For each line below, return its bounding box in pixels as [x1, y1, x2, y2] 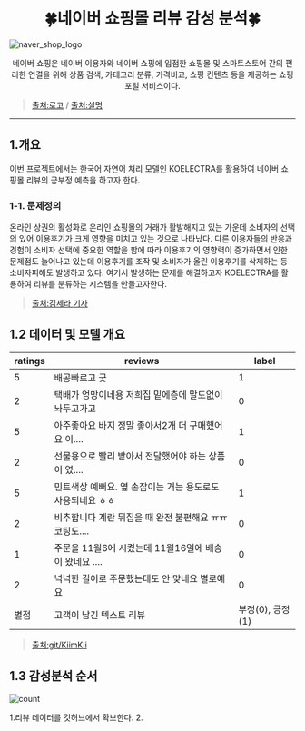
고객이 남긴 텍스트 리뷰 [54, 608, 145, 621]
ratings [14, 354, 45, 367]
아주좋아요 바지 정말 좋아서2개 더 [54, 419, 188, 431]
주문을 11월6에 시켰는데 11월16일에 [54, 541, 203, 554]
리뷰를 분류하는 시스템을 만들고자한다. [33, 279, 168, 290]
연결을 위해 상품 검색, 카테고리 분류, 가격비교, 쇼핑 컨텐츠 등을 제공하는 [28, 69, 277, 80]
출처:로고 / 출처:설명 [31, 99, 103, 110]
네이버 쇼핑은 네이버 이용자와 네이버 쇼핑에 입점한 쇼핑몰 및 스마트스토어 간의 [12, 57, 284, 68]
